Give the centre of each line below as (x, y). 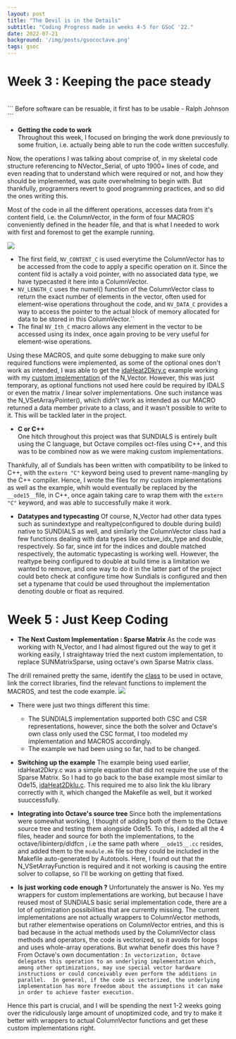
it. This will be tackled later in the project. (67, 415)
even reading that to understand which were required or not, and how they (115, 173)
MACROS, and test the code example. (62, 691)
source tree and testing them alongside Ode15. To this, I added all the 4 (120, 828)
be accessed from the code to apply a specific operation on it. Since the (122, 266)
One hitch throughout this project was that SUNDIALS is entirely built (117, 436)
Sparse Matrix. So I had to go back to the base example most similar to (120, 777)
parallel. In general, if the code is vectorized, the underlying (118, 980)
